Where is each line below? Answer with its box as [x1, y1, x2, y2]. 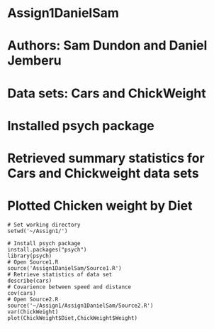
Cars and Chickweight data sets [7, 165, 200, 181]
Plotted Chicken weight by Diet [7, 198, 193, 214]
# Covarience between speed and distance [7, 283, 132, 291]
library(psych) [7, 252, 52, 259]
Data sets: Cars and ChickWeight [7, 85, 207, 101]
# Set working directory [7, 221, 81, 228]
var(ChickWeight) [7, 308, 59, 315]
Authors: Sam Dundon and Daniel [7, 38, 208, 54]
